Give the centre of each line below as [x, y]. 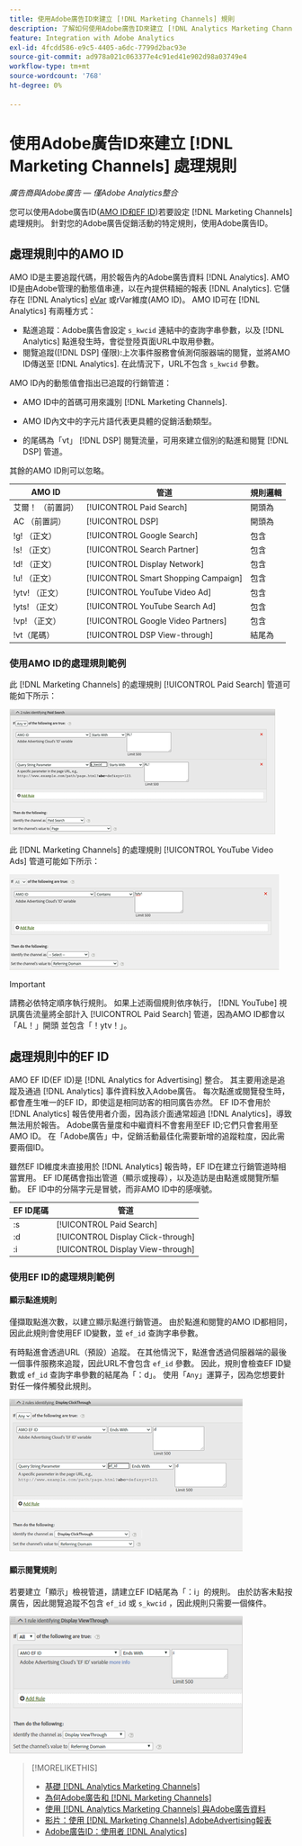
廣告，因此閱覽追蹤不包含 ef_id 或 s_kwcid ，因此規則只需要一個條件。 [140, 1603]
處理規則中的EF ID [59, 1056]
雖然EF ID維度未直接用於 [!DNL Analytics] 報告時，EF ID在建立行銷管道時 [144, 1166]
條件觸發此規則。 [64, 1385]
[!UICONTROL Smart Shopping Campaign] [164, 578]
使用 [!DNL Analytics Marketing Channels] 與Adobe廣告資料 [155, 1809]
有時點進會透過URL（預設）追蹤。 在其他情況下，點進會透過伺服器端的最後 [148, 1352]
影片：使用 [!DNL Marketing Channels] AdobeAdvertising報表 [158, 1820]
